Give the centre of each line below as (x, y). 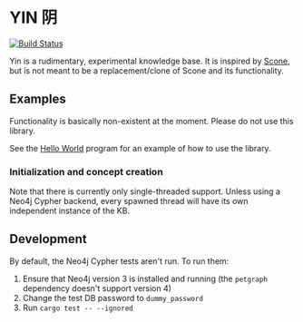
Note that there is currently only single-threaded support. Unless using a (145, 191)
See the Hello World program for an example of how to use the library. (140, 148)
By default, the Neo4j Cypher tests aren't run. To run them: (119, 261)
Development (49, 239)
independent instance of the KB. (69, 211)
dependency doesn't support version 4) (97, 288)
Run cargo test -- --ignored (78, 307)
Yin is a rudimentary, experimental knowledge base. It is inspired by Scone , (150, 61)
